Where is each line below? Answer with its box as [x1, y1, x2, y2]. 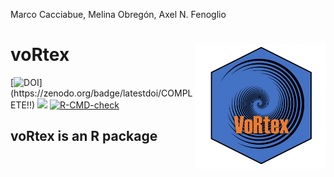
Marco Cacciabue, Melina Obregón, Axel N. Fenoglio [10, 9, 227, 20]
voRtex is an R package [10, 128, 158, 145]
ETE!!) [10, 99, 36, 111]
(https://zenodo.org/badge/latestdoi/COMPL [10, 87, 193, 99]
